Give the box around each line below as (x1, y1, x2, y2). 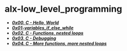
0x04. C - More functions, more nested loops (11, 40, 107, 46)
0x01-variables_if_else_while (11, 25, 74, 30)
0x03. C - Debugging (11, 35, 57, 41)
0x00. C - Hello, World (11, 20, 59, 25)
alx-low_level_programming (4, 3, 123, 15)
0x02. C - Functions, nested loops (11, 30, 84, 36)
